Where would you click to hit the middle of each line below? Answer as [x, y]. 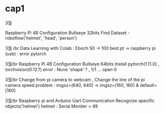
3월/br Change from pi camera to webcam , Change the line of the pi [75, 79]
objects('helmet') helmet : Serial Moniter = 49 [52, 106]
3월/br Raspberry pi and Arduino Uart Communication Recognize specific [80, 100]
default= [149, 85]
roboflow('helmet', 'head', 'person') [41, 38]
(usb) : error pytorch [26, 54]
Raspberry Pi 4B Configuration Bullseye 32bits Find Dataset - [68, 33]
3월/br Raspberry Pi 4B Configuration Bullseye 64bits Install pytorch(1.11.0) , [82, 64]
